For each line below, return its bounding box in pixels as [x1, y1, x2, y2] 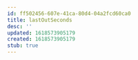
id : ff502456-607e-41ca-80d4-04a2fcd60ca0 [7, 10, 131, 17]
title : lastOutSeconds [7, 17, 72, 23]
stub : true [7, 42, 39, 49]
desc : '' [7, 23, 32, 30]
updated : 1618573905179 [7, 29, 76, 37]
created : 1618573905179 [7, 36, 76, 43]
